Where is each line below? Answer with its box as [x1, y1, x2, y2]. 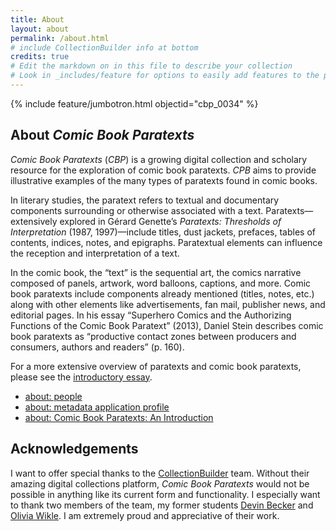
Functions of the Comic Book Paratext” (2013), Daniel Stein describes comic [10, 319, 324, 331]
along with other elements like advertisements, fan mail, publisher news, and [10, 298, 326, 310]
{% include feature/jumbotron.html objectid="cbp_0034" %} [10, 97, 259, 110]
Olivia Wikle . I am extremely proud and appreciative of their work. [10, 509, 280, 521]
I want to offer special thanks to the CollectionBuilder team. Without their [10, 467, 310, 479]
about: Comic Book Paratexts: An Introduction [24, 411, 214, 423]
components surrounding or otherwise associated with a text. [10, 204, 264, 216]
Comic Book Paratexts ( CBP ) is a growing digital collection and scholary [10, 153, 308, 165]
